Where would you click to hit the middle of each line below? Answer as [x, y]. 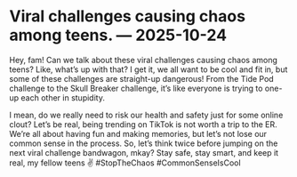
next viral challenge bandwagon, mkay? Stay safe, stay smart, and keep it [144, 152]
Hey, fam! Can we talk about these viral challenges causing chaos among [144, 60]
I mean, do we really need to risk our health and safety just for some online [146, 115]
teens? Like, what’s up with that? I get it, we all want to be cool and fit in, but [148, 69]
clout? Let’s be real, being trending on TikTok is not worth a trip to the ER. [143, 124]
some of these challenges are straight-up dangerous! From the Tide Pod [141, 78]
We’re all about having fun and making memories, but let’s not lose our [138, 133]
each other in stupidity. [63, 97]
